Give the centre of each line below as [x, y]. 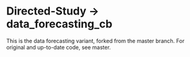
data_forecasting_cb [59, 24]
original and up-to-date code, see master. [59, 47]
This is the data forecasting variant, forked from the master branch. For [95, 41]
